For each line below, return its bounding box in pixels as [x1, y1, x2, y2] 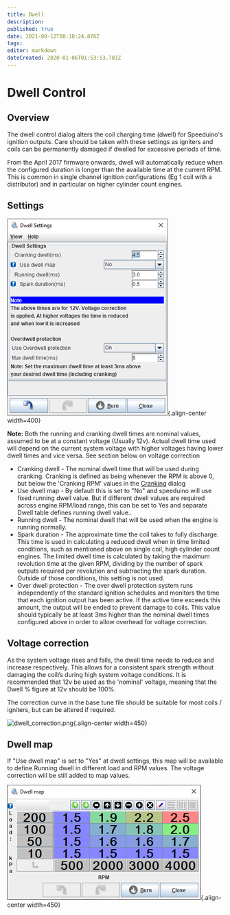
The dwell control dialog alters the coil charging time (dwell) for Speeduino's [7, 130, 223, 139]
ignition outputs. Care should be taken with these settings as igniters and [7, 137, 214, 145]
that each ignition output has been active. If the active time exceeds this [16, 595, 221, 604]
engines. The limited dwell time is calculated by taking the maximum [16, 552, 211, 560]
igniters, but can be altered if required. [7, 705, 116, 713]
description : [7, 18, 45, 25]
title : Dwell [7, 11, 45, 18]
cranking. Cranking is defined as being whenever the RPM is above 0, [16, 472, 214, 480]
